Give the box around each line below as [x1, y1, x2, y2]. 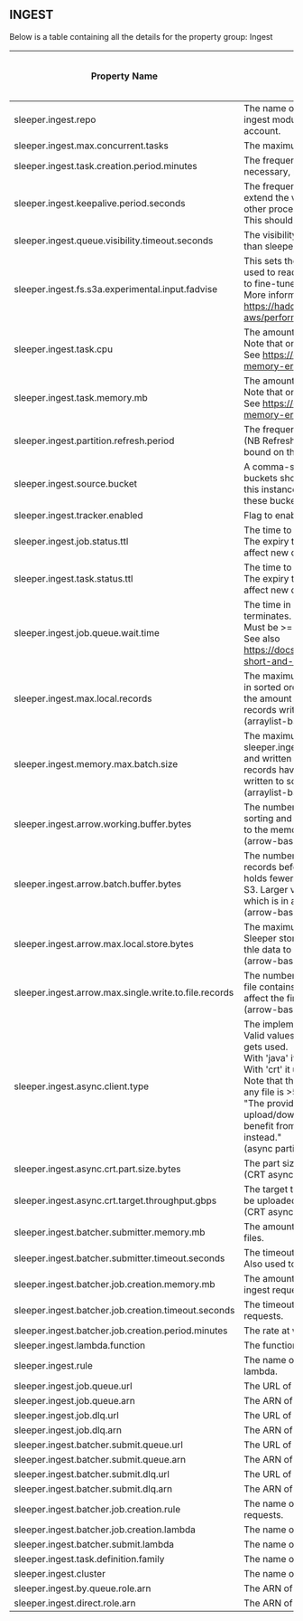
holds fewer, [243, 872, 297, 885]
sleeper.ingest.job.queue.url [14, 1379, 133, 1392]
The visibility [243, 228, 298, 241]
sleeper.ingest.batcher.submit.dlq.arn [14, 1483, 173, 1495]
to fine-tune [243, 277, 296, 289]
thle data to [243, 943, 292, 955]
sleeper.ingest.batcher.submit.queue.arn [14, 1453, 187, 1465]
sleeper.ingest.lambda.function [14, 1339, 146, 1351]
